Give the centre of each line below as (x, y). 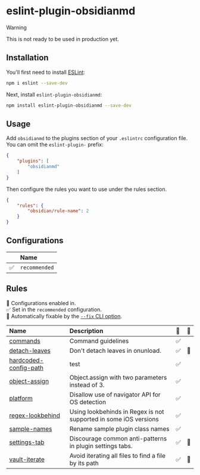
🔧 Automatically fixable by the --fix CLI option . (64, 316)
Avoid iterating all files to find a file (117, 455)
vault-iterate (27, 459)
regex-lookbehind (35, 415)
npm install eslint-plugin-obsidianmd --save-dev (69, 105)
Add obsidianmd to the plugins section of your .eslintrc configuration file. (97, 138)
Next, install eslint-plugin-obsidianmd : (54, 94)
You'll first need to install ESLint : (46, 72)
